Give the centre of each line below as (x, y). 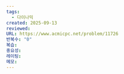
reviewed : (18, 28)
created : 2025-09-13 (32, 23)
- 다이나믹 (23, 17)
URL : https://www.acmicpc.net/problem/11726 (62, 34)
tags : (13, 12)
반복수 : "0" (19, 39)
